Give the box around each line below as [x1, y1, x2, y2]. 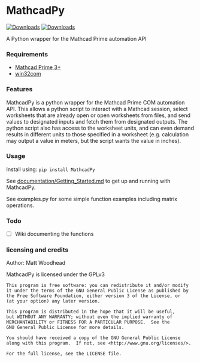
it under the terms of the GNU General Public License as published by [6, 288, 189, 294]
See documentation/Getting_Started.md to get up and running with [6, 177, 171, 184]
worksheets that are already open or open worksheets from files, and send [6, 112, 190, 119]
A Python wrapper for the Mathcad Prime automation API [6, 35, 147, 42]
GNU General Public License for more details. [6, 325, 125, 331]
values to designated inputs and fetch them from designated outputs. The [6, 118, 188, 125]
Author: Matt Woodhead [6, 259, 66, 267]
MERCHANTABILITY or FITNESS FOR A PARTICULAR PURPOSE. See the [6, 319, 170, 325]
